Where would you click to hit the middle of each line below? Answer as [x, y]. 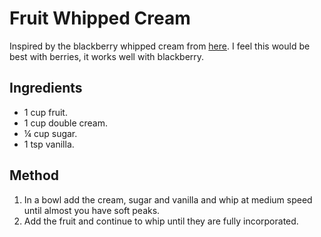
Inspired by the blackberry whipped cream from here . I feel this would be [160, 46]
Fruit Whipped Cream [100, 18]
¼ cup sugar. [50, 133]
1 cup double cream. [66, 123]
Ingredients [46, 88]
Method [34, 175]
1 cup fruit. [45, 112]
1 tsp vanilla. [49, 144]
